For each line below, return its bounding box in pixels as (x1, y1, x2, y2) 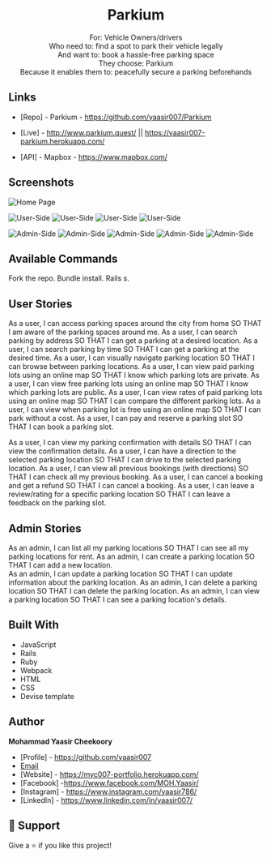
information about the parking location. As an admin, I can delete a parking (8, 577, 257, 587)
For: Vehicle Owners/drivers (89, 32, 183, 42)
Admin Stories (8, 521, 83, 535)
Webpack (19, 665, 53, 675)
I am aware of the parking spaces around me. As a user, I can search (8, 327, 238, 337)
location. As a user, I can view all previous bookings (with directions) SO (8, 464, 249, 474)
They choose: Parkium (98, 58, 174, 68)
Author (8, 715, 44, 729)
